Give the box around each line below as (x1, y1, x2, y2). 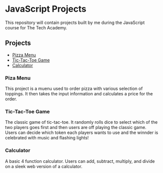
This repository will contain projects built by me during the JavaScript (5, 20, 145, 25)
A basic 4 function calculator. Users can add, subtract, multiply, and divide (5, 158, 155, 164)
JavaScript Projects (5, 3, 86, 15)
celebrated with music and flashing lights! (5, 135, 89, 141)
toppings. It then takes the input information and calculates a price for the (5, 91, 153, 97)
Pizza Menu (12, 52, 36, 58)
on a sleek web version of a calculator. (5, 163, 82, 169)
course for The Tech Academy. (5, 24, 67, 30)
